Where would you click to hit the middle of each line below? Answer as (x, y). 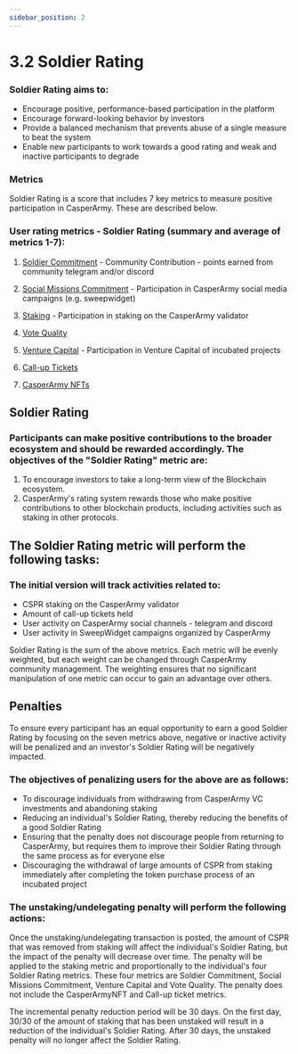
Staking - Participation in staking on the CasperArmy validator (135, 315)
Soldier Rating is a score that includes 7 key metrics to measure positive (141, 199)
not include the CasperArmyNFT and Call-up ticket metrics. (118, 994)
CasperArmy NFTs (56, 384)
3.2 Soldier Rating (77, 61)
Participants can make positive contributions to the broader (141, 438)
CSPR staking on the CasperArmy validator (101, 605)
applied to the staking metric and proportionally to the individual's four (138, 966)
